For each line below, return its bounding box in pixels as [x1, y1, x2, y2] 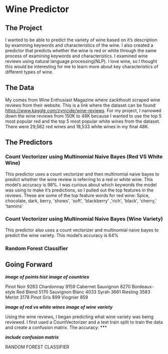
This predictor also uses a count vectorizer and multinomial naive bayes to [5, 227, 159, 233]
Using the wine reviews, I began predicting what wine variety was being [5, 313, 154, 320]
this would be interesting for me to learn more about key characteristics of [5, 64, 158, 69]
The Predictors [5, 138, 53, 147]
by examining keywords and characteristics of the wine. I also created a [5, 42, 153, 48]
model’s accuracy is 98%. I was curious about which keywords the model [5, 182, 157, 188]
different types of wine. [5, 69, 54, 75]
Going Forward [5, 260, 53, 269]
